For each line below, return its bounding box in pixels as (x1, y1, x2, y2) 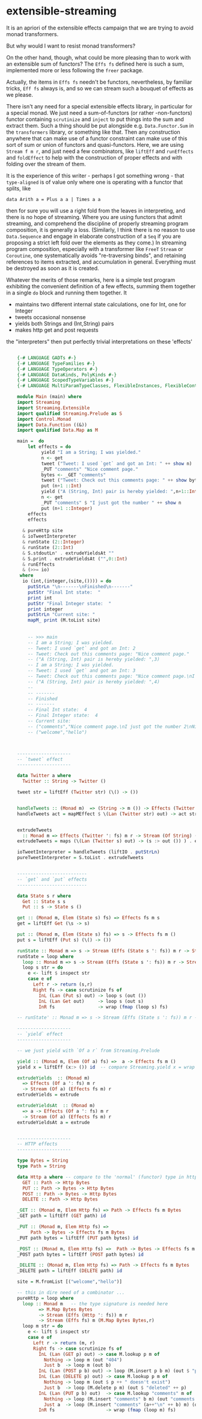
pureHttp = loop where (17, 1295, 74, 1301)
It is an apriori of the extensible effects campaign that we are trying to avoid (6, 24, 194, 31)
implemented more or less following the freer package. (6, 66, 144, 73)
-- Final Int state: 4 (28, 707, 87, 713)
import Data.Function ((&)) (17, 421, 87, 428)
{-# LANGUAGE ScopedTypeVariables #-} (17, 377, 114, 383)
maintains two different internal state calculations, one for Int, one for (14, 300, 186, 308)
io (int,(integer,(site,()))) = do (22, 578, 112, 585)
